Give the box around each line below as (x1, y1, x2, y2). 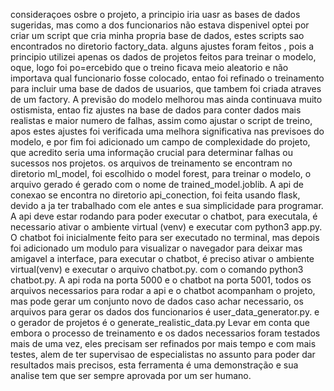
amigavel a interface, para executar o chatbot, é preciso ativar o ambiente (10, 253, 315, 264)
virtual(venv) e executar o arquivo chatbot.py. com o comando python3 (10, 264, 304, 275)
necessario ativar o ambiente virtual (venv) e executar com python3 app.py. (10, 221, 323, 233)
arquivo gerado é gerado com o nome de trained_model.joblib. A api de (10, 179, 304, 190)
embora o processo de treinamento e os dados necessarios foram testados (10, 327, 321, 339)
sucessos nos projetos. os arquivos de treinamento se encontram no (10, 157, 293, 169)
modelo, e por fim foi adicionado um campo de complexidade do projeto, (10, 136, 311, 148)
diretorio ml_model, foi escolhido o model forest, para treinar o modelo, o (10, 168, 312, 179)
